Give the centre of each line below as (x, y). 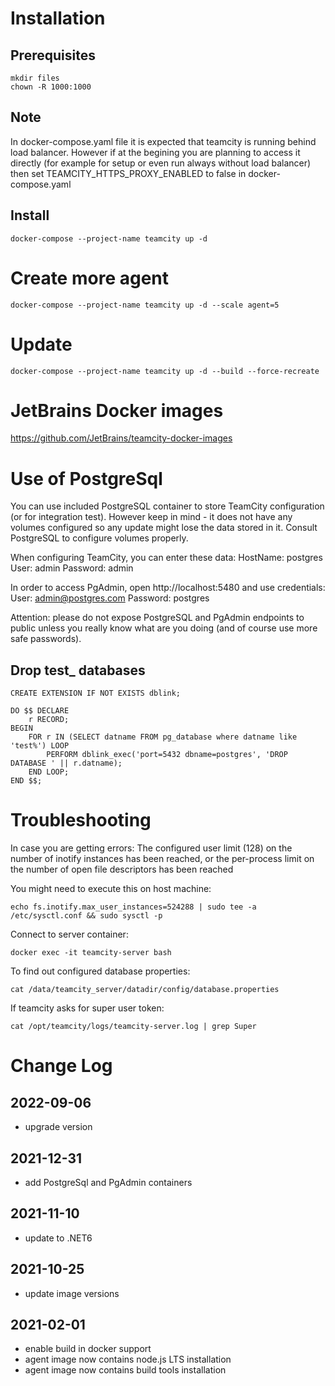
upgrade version (58, 1127)
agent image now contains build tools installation (125, 1370)
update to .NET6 (58, 1238)
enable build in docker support (88, 1349)
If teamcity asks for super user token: (87, 1008)
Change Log (61, 1066)
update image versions (72, 1293)
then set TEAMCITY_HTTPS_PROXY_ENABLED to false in (128, 173)
